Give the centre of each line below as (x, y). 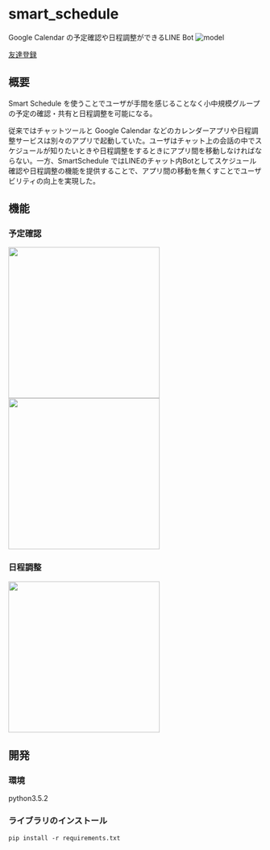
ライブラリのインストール (58, 821)
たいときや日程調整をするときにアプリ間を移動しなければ (160, 151)
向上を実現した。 (72, 180)
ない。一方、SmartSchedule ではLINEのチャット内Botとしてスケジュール (136, 160)
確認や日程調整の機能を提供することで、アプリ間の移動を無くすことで (125, 171)
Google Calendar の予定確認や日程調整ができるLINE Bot (101, 37)
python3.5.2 (28, 798)
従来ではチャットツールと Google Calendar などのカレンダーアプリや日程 (130, 131)
